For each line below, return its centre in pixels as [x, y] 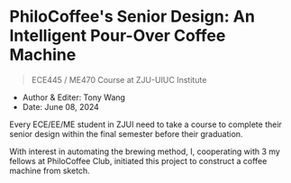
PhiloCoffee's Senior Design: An [132, 17]
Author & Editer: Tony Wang [74, 97]
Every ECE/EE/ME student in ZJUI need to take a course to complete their [145, 124]
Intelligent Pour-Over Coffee [118, 36]
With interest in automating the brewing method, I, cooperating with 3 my [145, 151]
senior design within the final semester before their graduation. [126, 133]
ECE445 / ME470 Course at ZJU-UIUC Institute [119, 79]
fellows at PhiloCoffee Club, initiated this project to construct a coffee [138, 160]
